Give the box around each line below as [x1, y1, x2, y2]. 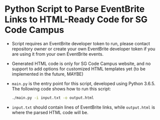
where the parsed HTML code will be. [11, 109, 89, 115]
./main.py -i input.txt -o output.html [11, 95, 94, 100]
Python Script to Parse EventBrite [4, 3, 145, 15]
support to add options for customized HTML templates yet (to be [11, 65, 146, 72]
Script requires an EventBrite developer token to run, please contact [11, 40, 150, 46]
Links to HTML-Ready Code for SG [4, 14, 148, 25]
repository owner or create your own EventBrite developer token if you [11, 46, 156, 52]
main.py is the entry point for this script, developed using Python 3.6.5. [11, 80, 156, 87]
